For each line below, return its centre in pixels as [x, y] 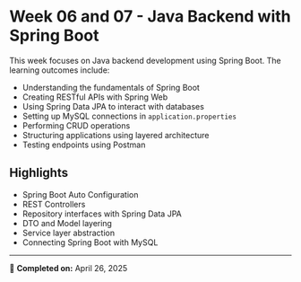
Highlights [39, 173]
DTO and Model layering [67, 223]
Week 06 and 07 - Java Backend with [150, 17]
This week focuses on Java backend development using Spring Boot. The [146, 60]
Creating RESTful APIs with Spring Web [95, 97]
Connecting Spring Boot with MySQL [90, 242]
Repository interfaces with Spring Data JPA [102, 214]
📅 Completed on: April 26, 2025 [69, 268]
